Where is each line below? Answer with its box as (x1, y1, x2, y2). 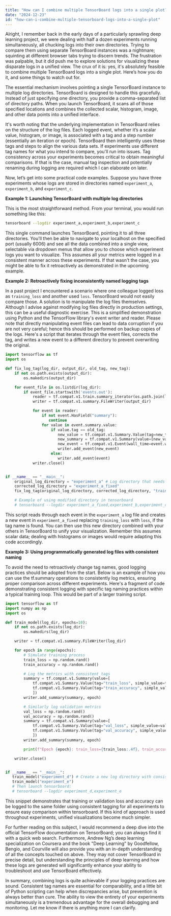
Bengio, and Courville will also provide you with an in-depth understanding (5, 845, 162, 852)
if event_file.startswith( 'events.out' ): (23, 390, 113, 395)
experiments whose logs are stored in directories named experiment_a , (5, 180, 154, 187)
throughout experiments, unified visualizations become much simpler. (5, 814, 152, 820)
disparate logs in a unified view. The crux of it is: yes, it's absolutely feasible (5, 63, 165, 70)
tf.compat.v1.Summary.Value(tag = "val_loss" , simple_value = (32, 723, 160, 728)
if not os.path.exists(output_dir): (14, 371, 93, 376)
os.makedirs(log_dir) (23, 629, 70, 634)
